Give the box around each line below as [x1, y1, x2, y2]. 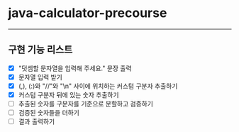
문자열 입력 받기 [18, 72, 62, 81]
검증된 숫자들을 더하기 [18, 109, 80, 117]
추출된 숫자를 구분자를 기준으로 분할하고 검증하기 [18, 99, 153, 108]
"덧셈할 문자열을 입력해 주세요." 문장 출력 [18, 64, 132, 72]
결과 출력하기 [18, 117, 55, 126]
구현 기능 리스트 [8, 44, 73, 56]
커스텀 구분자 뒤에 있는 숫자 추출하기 [18, 90, 119, 99]
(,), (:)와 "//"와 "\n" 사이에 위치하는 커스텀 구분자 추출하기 [18, 82, 178, 90]
